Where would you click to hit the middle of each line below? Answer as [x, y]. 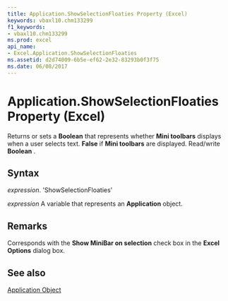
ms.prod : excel [30, 40]
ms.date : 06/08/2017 [38, 66]
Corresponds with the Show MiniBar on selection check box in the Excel [114, 243]
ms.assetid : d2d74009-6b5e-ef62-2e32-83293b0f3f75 [83, 60]
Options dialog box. [36, 251]
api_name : [22, 47]
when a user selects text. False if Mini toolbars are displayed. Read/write [114, 143]
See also [26, 273]
